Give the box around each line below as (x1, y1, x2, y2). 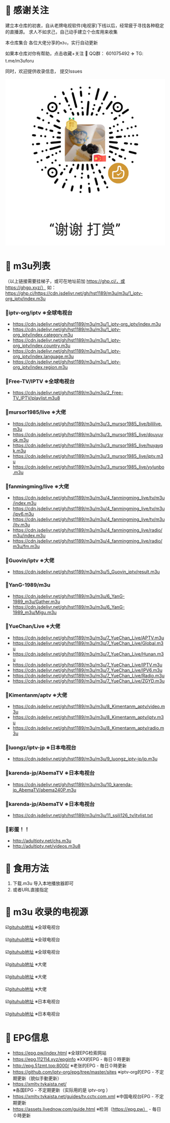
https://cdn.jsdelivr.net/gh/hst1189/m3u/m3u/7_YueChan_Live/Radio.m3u (12, 672, 165, 678)
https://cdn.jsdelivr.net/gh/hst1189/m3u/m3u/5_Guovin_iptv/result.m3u (12, 569, 160, 575)
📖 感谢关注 (5, 5, 49, 16)
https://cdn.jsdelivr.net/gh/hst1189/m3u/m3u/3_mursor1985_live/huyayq (12, 442, 163, 448)
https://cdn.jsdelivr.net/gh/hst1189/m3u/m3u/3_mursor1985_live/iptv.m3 (12, 453, 163, 459)
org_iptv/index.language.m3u (12, 354, 74, 360)
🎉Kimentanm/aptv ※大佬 (5, 692, 67, 699)
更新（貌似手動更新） (17, 1075, 62, 1081)
